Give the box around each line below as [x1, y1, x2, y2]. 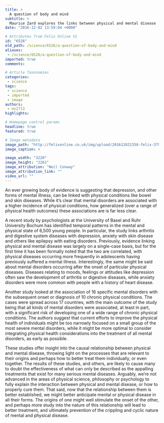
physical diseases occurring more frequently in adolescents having [5, 253, 140, 259]
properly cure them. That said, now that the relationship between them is [5, 386, 151, 392]
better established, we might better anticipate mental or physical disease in [5, 391, 156, 398]
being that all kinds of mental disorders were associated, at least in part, [5, 304, 150, 310]
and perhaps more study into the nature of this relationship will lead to [5, 402, 146, 408]
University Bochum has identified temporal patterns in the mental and [5, 222, 145, 228]
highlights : [5, 111, 29, 116]
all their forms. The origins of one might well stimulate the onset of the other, [5, 397, 159, 403]
